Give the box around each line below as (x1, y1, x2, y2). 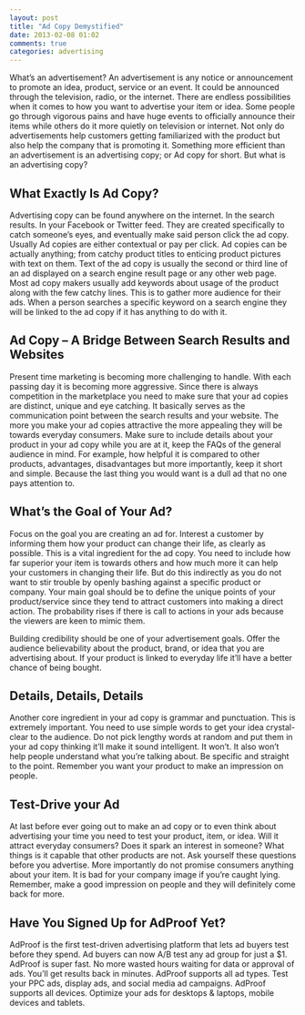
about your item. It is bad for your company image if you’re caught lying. (9, 869, 280, 880)
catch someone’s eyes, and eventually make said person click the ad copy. (9, 228, 290, 239)
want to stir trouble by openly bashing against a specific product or (9, 576, 261, 587)
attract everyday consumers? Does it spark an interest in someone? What (9, 840, 285, 851)
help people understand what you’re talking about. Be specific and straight (9, 751, 290, 762)
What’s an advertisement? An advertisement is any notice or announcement (9, 72, 294, 83)
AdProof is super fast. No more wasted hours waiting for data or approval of (9, 959, 295, 969)
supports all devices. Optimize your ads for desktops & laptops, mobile (9, 988, 275, 998)
